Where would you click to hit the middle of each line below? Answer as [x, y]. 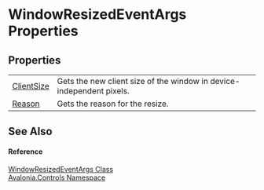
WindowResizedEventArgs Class [61, 169]
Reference [26, 152]
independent [81, 91]
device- [225, 81]
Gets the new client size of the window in [132, 81]
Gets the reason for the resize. [113, 104]
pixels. [117, 91]
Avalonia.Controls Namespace [57, 177]
